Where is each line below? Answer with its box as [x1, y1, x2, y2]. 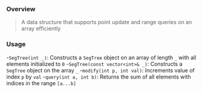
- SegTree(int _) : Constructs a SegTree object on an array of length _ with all [6, 54, 197, 61]
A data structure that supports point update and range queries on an [21, 19, 192, 26]
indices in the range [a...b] [6, 79, 76, 86]
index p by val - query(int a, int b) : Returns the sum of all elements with [6, 73, 191, 80]
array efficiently [21, 25, 61, 32]
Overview [6, 5, 36, 13]
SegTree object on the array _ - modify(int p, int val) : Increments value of [6, 66, 195, 74]
